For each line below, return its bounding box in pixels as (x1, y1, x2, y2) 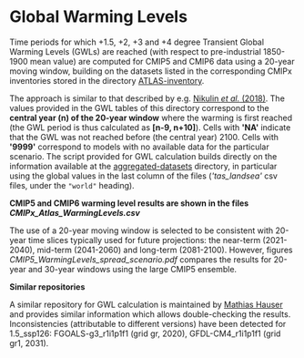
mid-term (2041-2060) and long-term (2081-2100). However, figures (36, 244, 293, 255)
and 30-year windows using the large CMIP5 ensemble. (27, 263, 238, 274)
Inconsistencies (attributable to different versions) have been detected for (9, 318, 287, 329)
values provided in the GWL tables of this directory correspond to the (9, 102, 270, 113)
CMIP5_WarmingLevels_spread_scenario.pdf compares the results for (9, 253, 272, 265)
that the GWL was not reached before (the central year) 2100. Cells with (9, 131, 279, 142)
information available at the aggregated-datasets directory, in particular (9, 160, 278, 171)
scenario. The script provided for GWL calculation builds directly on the (9, 150, 278, 161)
